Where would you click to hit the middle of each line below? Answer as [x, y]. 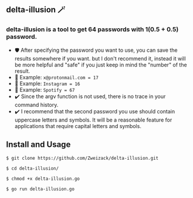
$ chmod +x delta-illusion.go [43, 179]
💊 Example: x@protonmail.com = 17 [56, 77]
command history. [36, 105]
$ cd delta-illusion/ [33, 168]
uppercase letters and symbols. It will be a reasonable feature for [93, 120]
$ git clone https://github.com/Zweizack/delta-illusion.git [82, 158]
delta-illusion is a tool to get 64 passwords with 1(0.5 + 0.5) [92, 29]
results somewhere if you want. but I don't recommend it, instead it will [100, 58]
